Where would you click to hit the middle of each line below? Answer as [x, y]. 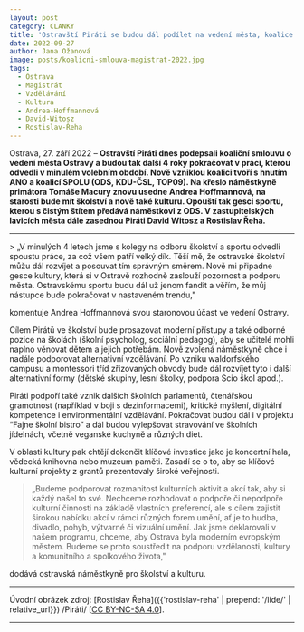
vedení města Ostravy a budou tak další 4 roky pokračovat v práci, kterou [150, 163]
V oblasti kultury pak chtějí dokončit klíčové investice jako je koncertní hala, [150, 452]
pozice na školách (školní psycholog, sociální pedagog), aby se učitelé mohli [152, 340]
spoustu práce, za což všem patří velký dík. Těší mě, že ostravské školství [147, 256]
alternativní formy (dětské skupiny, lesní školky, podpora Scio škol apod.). [147, 378]
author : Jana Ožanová [50, 52]
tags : [19, 69]
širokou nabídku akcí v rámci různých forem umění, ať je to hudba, [155, 517]
